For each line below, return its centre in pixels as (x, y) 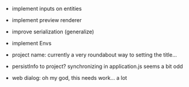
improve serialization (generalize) (53, 32)
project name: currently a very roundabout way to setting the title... (94, 55)
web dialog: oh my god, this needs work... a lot (69, 78)
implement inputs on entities (47, 9)
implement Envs (32, 43)
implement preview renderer (47, 20)
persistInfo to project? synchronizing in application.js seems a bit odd (97, 66)
